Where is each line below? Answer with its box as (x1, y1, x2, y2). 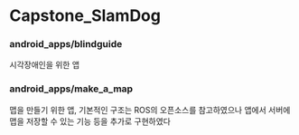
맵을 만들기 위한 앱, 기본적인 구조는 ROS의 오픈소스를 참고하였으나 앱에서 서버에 (9, 104, 291, 115)
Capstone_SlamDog (9, 5, 161, 26)
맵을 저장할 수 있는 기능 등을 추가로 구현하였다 (9, 115, 172, 127)
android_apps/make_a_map (9, 82, 134, 95)
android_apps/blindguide (9, 38, 123, 51)
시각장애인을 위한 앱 (9, 60, 79, 71)
